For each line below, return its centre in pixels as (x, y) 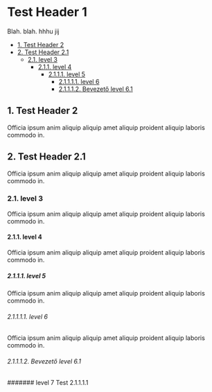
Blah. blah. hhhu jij (33, 31)
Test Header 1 (47, 12)
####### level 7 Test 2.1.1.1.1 (48, 383)
